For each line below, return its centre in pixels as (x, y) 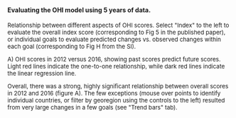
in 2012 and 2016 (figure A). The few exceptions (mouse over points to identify (114, 93)
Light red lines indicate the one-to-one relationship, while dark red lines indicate (116, 66)
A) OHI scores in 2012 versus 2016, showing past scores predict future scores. (114, 59)
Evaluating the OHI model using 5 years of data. (79, 10)
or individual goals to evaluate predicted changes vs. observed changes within (114, 40)
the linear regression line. (42, 73)
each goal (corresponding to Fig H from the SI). (72, 47)
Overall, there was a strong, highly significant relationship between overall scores (118, 86)
